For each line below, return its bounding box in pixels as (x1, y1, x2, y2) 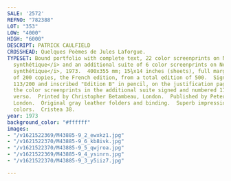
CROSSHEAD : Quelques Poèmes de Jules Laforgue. (7, 49, 146, 56)
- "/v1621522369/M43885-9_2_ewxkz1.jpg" (7, 131, 125, 138)
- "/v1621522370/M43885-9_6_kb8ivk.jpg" (7, 138, 125, 145)
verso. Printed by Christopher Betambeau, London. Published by (13, 94, 208, 100)
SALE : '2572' (7, 10, 45, 17)
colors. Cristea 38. (13, 106, 76, 113)
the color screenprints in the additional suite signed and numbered (13, 87, 217, 94)
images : (7, 125, 30, 132)
